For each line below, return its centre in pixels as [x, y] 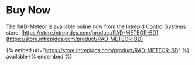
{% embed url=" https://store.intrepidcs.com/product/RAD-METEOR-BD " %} [98, 50]
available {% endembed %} [39, 56]
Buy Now [28, 10]
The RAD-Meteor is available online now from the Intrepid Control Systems [96, 26]
